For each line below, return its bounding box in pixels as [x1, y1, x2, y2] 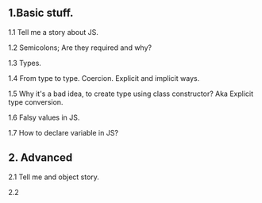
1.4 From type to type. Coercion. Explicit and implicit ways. [8, 73, 200, 82]
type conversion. [8, 97, 64, 106]
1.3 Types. [8, 58, 42, 67]
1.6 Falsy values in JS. [8, 113, 80, 122]
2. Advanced [8, 151, 73, 165]
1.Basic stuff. [8, 6, 74, 20]
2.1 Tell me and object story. [8, 172, 99, 182]
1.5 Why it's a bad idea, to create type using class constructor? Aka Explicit [8, 89, 254, 98]
